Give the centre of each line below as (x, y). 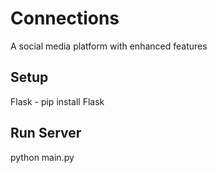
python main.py (42, 157)
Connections (65, 18)
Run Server (46, 133)
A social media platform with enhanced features (109, 46)
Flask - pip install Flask (57, 101)
